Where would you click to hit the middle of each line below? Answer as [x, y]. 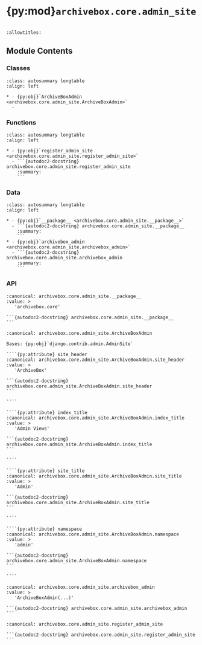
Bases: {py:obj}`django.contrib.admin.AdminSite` [70, 344]
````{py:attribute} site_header [47, 354]
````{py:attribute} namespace [44, 529]
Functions [21, 122]
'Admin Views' [32, 428]
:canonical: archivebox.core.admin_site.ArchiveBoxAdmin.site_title [94, 476]
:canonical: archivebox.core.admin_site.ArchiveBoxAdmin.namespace [93, 534]
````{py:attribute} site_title [46, 471]
